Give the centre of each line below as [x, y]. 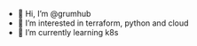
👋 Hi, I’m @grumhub [54, 14]
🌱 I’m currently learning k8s [68, 32]
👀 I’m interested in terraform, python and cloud [103, 23]
